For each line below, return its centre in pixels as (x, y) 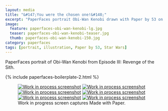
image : (12, 24)
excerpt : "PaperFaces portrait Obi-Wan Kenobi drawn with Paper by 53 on (84, 19)
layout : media (20, 10)
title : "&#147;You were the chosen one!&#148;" (56, 15)
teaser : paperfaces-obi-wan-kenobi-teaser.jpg (59, 33)
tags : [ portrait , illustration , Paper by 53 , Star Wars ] (66, 47)
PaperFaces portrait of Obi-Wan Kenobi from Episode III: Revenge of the (80, 62)
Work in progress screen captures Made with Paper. (72, 103)
